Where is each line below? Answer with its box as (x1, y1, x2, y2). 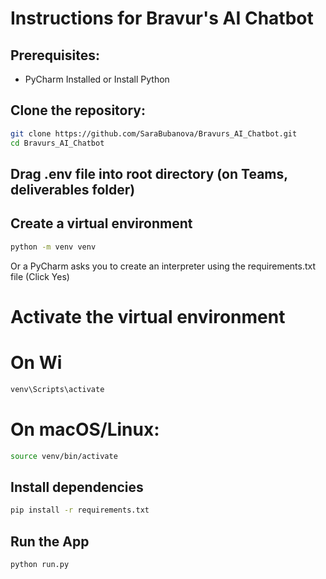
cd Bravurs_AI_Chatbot (10, 138, 105, 148)
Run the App (10, 533, 90, 550)
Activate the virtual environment (10, 305, 286, 328)
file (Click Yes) (10, 270, 70, 282)
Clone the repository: (10, 102, 146, 119)
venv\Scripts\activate (10, 384, 105, 394)
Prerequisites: (10, 47, 100, 64)
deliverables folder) (10, 181, 136, 198)
